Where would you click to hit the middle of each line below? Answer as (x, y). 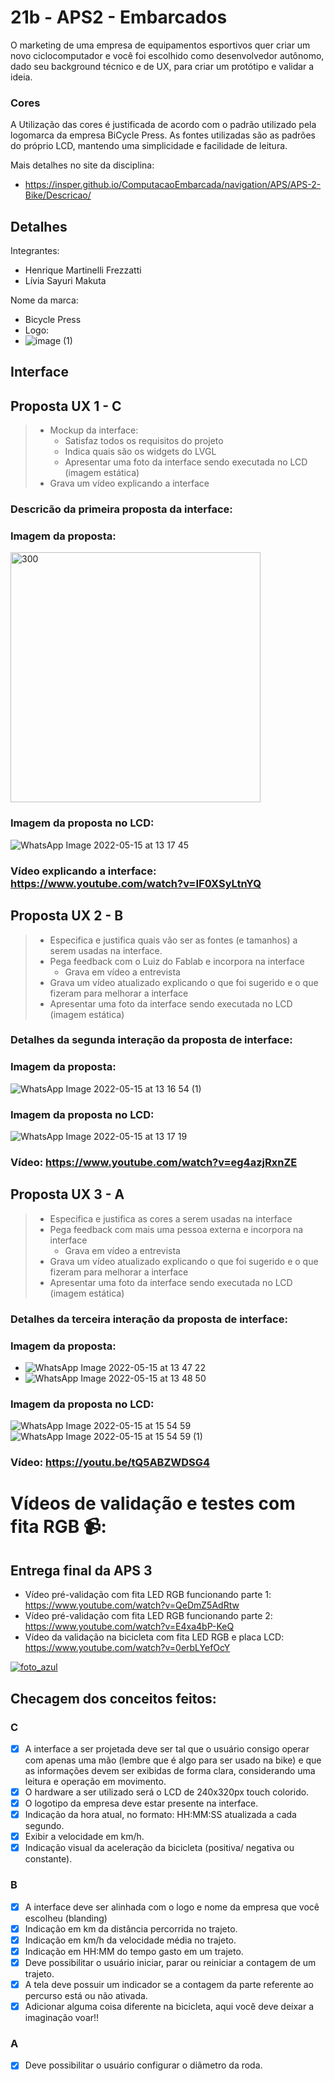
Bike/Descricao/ (58, 195)
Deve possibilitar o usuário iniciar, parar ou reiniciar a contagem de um (170, 1962)
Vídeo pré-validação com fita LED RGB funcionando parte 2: (148, 1616)
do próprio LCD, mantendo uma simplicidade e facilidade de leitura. (149, 146)
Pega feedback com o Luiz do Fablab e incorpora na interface (177, 961)
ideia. (21, 77)
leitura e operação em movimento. (95, 1781)
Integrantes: (35, 251)
